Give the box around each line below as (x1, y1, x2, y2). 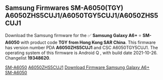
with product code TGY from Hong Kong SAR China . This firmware (20, 39, 156, 45)
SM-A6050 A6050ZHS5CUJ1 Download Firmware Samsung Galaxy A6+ (5, 64, 150, 70)
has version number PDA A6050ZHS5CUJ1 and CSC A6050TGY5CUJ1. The (5, 44, 158, 50)
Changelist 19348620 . (5, 55, 51, 60)
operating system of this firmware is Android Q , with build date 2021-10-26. (5, 50, 158, 56)
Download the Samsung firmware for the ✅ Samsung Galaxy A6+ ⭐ (5, 32, 142, 38)
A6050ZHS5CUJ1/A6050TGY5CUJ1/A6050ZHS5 (5, 12, 159, 20)
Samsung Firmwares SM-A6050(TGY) (5, 4, 123, 12)
